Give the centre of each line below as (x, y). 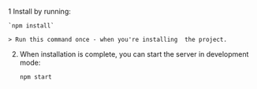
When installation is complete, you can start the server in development (134, 54)
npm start (36, 77)
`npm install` (32, 26)
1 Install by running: (39, 11)
